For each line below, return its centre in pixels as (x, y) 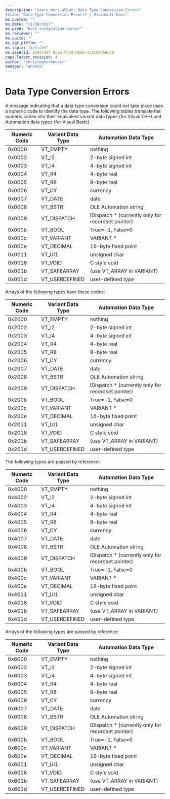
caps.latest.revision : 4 (31, 57)
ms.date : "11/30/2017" (29, 24)
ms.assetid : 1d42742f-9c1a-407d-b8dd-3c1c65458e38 (60, 52)
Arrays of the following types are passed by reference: (62, 632)
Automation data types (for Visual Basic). (48, 122)
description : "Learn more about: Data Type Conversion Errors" (73, 10)
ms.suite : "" (19, 39)
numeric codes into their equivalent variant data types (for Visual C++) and (83, 117)
